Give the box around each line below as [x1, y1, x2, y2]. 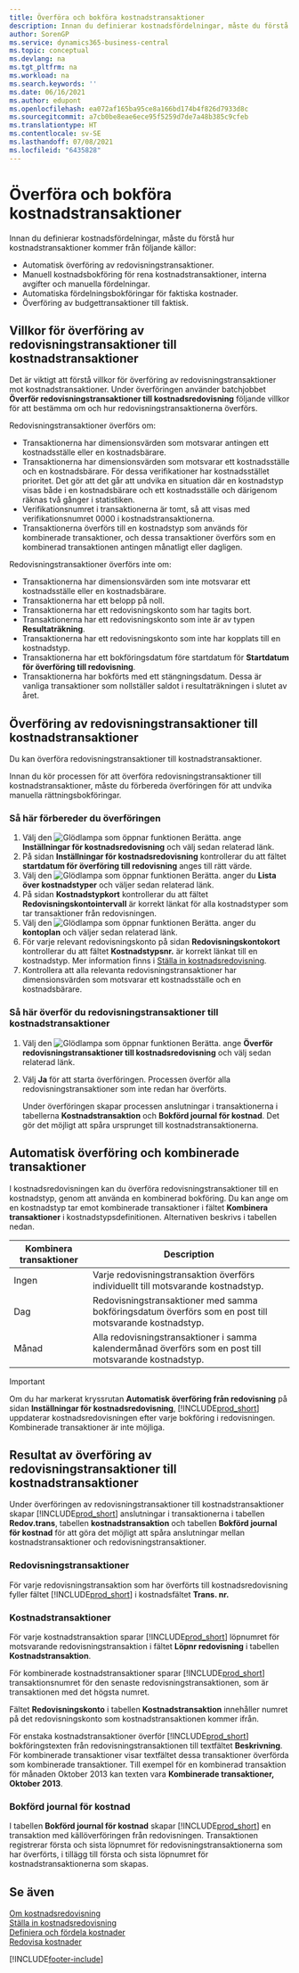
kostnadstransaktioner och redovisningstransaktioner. [9, 1537, 206, 1548]
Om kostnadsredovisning [9, 1908, 101, 1919]
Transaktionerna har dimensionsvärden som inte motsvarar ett [21, 576, 251, 587]
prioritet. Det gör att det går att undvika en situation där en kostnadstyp [21, 475, 284, 486]
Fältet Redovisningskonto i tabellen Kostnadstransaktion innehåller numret [9, 1705, 288, 1714]
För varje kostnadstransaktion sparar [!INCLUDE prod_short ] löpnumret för [9, 1631, 280, 1642]
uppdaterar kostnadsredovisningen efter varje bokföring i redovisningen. [9, 1412, 276, 1423]
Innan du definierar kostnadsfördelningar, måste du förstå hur [9, 233, 235, 244]
